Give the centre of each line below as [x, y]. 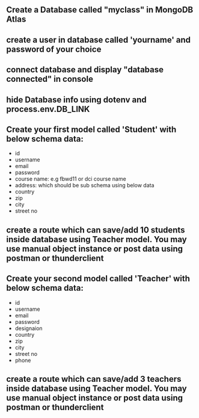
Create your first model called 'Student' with [91, 129]
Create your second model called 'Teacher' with [98, 279]
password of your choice [54, 49]
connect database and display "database [85, 70]
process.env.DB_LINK [48, 109]
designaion [29, 328]
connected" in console [50, 79]
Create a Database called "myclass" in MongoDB [100, 10]
